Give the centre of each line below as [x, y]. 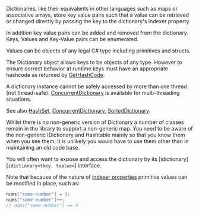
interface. [90, 165]
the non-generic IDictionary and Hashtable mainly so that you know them [96, 135]
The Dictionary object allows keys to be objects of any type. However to [94, 62]
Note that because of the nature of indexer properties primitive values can [97, 177]
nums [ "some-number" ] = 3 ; [38, 194]
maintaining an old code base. [43, 148]
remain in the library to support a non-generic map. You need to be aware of [99, 128]
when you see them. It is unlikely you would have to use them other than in [97, 141]
